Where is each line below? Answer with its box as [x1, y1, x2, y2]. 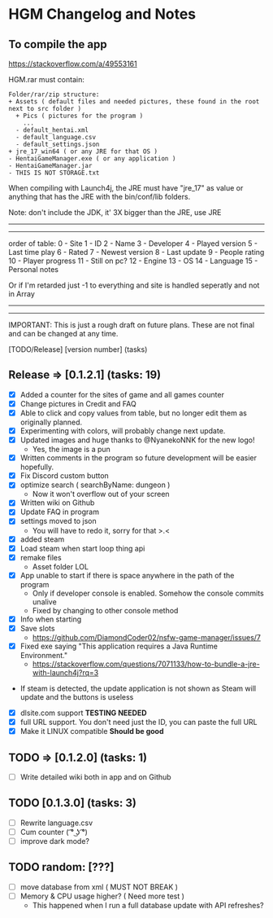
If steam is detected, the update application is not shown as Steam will [19, 683, 257, 693]
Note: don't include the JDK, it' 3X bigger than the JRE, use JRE [8, 208, 222, 217]
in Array [8, 289, 35, 298]
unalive [32, 596, 57, 607]
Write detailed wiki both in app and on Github [19, 771, 172, 782]
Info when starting [19, 614, 82, 624]
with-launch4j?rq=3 [32, 667, 99, 677]
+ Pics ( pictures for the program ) [15, 112, 144, 120]
